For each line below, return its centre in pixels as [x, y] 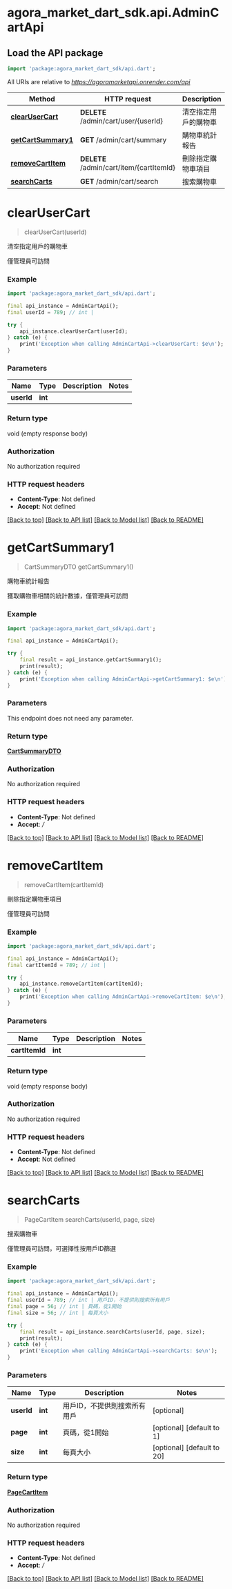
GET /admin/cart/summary [123, 139]
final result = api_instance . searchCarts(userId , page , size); [113, 1332]
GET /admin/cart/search [119, 181]
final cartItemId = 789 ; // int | [57, 965]
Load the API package [55, 53]
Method [42, 99]
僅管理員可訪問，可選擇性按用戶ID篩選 [61, 1249]
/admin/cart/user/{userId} [122, 121]
